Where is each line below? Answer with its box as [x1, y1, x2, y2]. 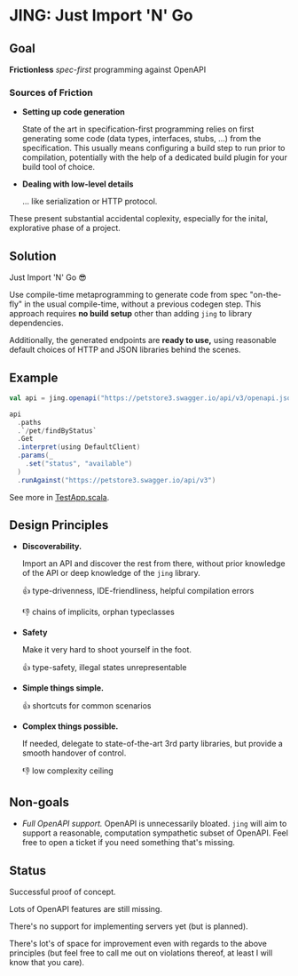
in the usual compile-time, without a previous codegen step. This [23, 299, 262, 309]
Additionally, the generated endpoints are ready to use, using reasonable [9, 335, 277, 346]
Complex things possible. [21, 721, 119, 732]
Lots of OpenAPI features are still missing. [9, 904, 162, 915]
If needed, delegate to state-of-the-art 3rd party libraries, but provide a [21, 739, 284, 749]
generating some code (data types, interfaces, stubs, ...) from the [21, 133, 262, 144]
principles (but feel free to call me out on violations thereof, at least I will [9, 948, 273, 958]
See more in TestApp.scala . [9, 492, 110, 502]
